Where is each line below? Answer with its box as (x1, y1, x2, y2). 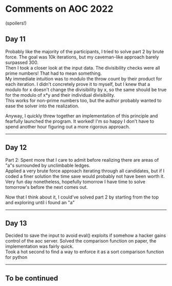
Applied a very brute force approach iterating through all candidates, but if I (5, 167, 165, 174)
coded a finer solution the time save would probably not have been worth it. (5, 173, 165, 179)
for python (5, 254, 28, 260)
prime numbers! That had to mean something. (5, 70, 102, 76)
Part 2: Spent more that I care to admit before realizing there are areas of (5, 157, 159, 163)
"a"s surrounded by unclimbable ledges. (5, 162, 91, 168)
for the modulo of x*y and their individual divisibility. (5, 92, 115, 98)
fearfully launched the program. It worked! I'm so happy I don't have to (5, 118, 155, 124)
